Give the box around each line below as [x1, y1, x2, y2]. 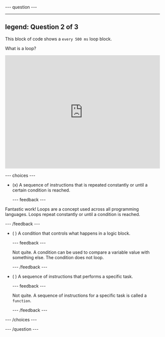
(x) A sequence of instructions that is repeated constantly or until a [12, 182, 148, 188]
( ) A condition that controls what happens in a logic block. [12, 230, 131, 236]
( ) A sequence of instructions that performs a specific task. [12, 273, 134, 279]
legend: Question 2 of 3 [5, 23, 79, 31]
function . [12, 297, 32, 303]
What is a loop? [5, 45, 36, 51]
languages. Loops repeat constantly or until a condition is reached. [5, 211, 140, 217]
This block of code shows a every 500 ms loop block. [5, 36, 112, 42]
